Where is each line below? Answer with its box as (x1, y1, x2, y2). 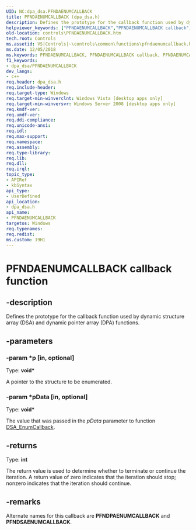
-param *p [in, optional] (6, 354, 75, 362)
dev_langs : (6, 68, 33, 74)
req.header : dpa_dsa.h (6, 79, 61, 85)
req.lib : (6, 155, 27, 161)
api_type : (6, 188, 30, 193)
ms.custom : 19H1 (6, 237, 45, 243)
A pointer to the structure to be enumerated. (6, 378, 113, 386)
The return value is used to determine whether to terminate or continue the (6, 467, 186, 474)
